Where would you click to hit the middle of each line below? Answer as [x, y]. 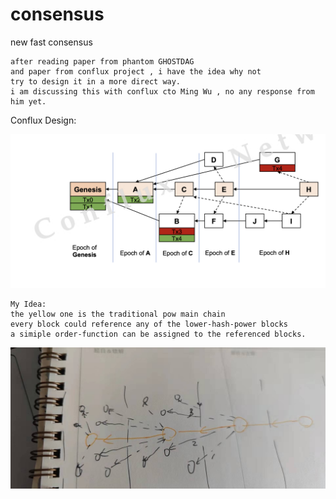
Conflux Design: [43, 120]
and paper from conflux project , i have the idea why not [136, 71]
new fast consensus [51, 42]
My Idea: [28, 304]
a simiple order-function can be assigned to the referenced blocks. [158, 334]
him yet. [28, 101]
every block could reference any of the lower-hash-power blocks [149, 324]
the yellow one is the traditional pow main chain [118, 314]
